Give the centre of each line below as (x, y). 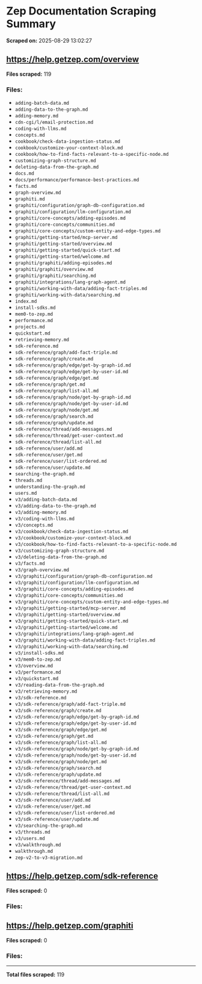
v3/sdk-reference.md (41, 698)
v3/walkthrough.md (38, 845)
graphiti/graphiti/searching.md (55, 276)
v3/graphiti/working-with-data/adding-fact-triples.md (85, 640)
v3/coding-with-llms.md (45, 519)
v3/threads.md (32, 832)
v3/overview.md (34, 666)
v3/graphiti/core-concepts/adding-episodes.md (74, 589)
